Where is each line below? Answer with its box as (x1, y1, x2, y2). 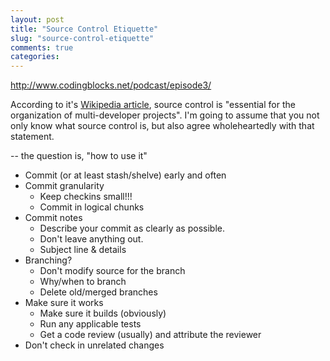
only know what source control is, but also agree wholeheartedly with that (10, 120, 315, 132)
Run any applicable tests (39, 318, 142, 330)
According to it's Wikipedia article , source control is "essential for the (10, 99, 296, 111)
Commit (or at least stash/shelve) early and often (24, 169, 227, 181)
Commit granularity (24, 180, 105, 192)
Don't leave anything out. (39, 233, 144, 245)
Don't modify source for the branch (39, 265, 186, 277)
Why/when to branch (39, 276, 127, 288)
